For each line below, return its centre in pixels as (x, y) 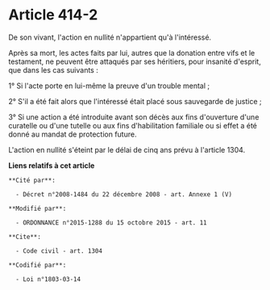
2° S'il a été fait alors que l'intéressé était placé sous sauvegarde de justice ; (135, 101)
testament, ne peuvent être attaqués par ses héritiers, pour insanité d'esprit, (135, 61)
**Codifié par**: (37, 265)
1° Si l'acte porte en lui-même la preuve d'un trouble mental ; (109, 86)
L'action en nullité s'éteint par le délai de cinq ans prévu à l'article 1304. (127, 149)
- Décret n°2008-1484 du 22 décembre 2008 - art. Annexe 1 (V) (124, 194)
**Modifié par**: (37, 208)
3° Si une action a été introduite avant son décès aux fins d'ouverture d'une (134, 117)
